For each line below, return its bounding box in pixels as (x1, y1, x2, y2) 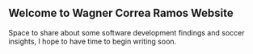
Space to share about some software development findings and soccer (8, 27, 245, 37)
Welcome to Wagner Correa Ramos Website (8, 6, 234, 20)
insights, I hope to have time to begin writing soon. (8, 36, 177, 46)
